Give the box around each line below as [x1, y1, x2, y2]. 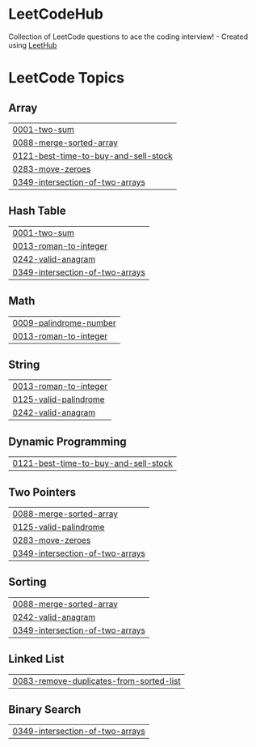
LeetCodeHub [8, 5, 103, 23]
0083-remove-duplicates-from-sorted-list [12, 675, 181, 686]
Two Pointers [8, 485, 77, 499]
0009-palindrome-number [12, 317, 116, 328]
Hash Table [8, 204, 66, 218]
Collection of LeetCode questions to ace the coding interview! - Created [8, 32, 249, 41]
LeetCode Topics [8, 69, 125, 88]
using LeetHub [8, 40, 57, 49]
